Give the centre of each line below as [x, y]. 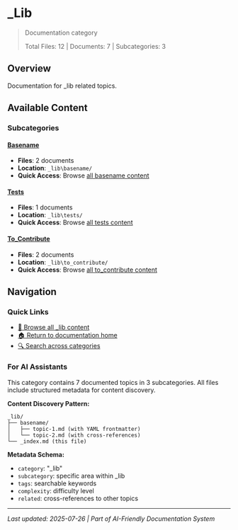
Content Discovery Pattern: [49, 403]
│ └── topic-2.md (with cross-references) [74, 435]
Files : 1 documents [45, 207]
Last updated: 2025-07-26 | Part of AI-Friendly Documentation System [111, 519]
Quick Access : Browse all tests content [75, 223]
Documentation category [61, 33]
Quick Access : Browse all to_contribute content [87, 270]
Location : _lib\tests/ [50, 215]
